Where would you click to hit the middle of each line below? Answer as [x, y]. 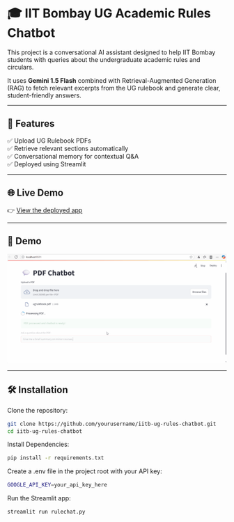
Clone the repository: [38, 410]
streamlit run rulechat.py [46, 512]
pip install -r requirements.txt [56, 458]
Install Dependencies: [38, 444]
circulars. [21, 67]
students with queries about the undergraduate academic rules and [104, 59]
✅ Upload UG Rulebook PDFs [49, 141]
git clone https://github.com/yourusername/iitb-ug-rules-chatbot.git [112, 424]
